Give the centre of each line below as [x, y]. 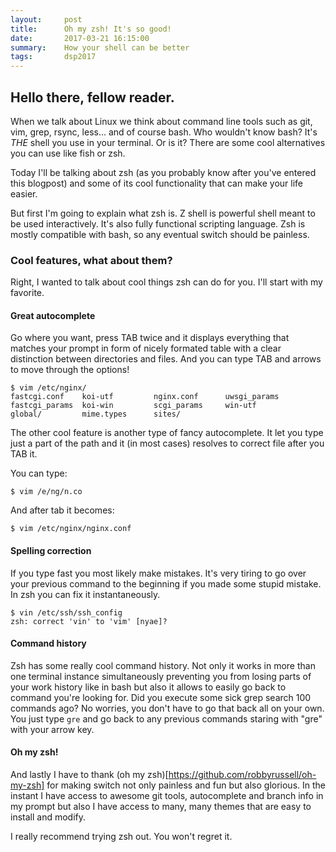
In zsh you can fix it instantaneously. [85, 594]
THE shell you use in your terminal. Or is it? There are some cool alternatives [168, 142]
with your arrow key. [52, 729]
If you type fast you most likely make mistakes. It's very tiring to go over [158, 573]
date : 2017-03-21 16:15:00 [80, 38]
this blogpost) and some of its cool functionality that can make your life [156, 183]
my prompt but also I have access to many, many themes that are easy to [161, 807]
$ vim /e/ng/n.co [46, 492]
